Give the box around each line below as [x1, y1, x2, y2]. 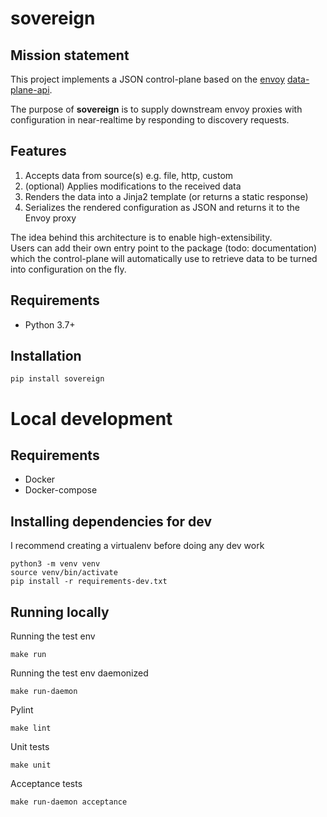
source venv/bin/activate [10, 568, 118, 578]
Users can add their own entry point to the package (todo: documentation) [10, 242, 318, 254]
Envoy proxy [24, 212, 77, 224]
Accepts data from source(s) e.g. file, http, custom [24, 169, 234, 181]
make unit [10, 760, 52, 771]
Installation [10, 348, 82, 365]
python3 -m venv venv [10, 559, 101, 569]
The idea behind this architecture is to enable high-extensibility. [10, 231, 273, 243]
